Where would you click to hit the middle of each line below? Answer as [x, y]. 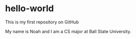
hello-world [30, 9]
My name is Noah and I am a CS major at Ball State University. [68, 31]
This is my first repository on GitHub [42, 22]
